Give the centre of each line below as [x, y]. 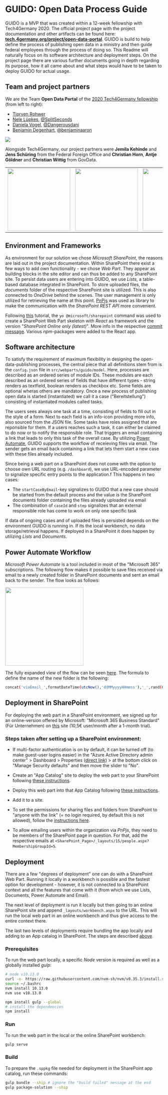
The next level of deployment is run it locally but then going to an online [79, 905]
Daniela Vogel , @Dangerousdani [45, 124]
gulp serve [16, 1044]
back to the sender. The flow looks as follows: [52, 581]
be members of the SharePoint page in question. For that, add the [80, 835]
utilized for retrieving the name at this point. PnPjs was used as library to [80, 300]
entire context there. [26, 921]
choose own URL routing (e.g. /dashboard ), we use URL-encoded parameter [83, 469]
